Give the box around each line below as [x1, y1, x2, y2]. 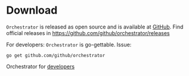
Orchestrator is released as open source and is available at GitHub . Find [6, 23, 184, 30]
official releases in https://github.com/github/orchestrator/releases [6, 29, 170, 36]
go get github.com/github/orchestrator [6, 52, 106, 58]
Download [6, 4, 58, 17]
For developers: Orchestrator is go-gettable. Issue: [6, 41, 132, 48]
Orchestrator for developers [6, 63, 75, 70]
